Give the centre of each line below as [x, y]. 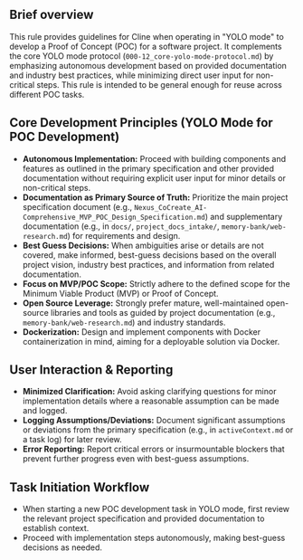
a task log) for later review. [72, 440]
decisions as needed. [62, 547]
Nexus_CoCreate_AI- [171, 207]
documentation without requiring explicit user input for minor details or [154, 178]
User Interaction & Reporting [91, 370]
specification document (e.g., [77, 206]
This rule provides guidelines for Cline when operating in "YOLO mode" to [147, 36]
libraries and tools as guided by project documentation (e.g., [163, 312]
